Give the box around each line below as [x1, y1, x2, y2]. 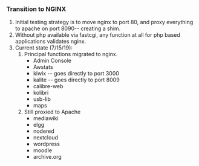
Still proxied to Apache [24, 108, 81, 116]
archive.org [33, 153, 62, 161]
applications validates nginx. [15, 38, 86, 45]
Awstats [33, 63, 53, 71]
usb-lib [33, 95, 51, 103]
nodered [33, 127, 54, 135]
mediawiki [33, 115, 59, 122]
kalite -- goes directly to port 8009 [33, 76, 120, 83]
